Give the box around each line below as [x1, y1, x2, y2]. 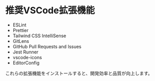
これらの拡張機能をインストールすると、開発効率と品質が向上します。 [5, 70, 152, 76]
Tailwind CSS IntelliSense [12, 33, 67, 39]
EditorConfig [12, 60, 40, 66]
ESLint [12, 21, 27, 28]
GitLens [12, 38, 29, 44]
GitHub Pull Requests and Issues [12, 43, 82, 49]
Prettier [12, 27, 29, 33]
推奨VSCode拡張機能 [5, 5, 95, 16]
